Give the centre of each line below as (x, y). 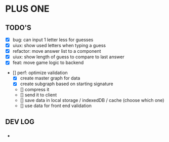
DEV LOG (20, 121)
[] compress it (35, 90)
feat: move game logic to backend (48, 63)
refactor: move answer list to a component (57, 51)
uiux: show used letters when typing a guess (59, 46)
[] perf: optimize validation (40, 73)
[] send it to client (38, 95)
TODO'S (18, 28)
